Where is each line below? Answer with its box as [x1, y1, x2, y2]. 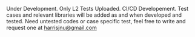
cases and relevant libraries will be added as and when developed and [6, 11, 182, 18]
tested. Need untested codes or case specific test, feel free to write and [6, 18, 186, 24]
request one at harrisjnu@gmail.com [6, 24, 97, 31]
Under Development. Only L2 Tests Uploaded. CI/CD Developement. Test [6, 5, 189, 12]
